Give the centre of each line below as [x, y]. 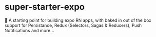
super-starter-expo [45, 7]
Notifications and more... [29, 30]
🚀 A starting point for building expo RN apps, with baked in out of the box [78, 20]
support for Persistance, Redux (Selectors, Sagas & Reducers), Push [73, 25]
